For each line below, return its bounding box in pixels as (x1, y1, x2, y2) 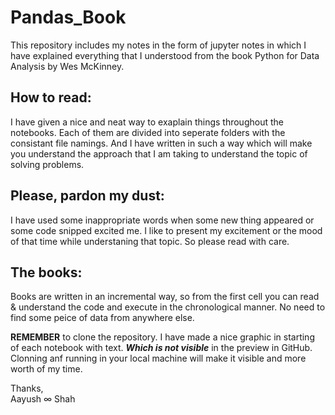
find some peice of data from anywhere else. (10, 312, 195, 324)
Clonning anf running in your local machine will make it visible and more (10, 352, 307, 365)
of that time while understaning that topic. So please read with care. (10, 235, 290, 247)
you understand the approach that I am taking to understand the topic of (10, 147, 308, 160)
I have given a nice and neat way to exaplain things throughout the (10, 116, 284, 128)
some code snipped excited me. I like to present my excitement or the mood (10, 224, 323, 236)
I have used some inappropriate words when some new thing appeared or (10, 214, 315, 226)
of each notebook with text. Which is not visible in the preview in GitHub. (10, 342, 313, 354)
